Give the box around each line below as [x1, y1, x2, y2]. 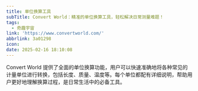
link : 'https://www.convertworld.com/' [6, 31, 105, 36]
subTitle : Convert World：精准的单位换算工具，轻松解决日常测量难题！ [6, 14, 164, 20]
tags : [6, 19, 20, 25]
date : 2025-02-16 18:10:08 [6, 47, 73, 53]
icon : [6, 42, 20, 48]
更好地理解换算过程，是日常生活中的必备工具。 [11, 78, 125, 85]
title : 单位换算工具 [6, 8, 51, 15]
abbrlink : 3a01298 [6, 36, 51, 42]
